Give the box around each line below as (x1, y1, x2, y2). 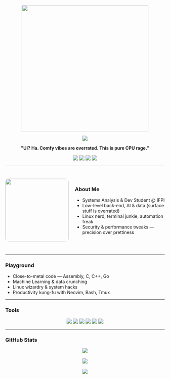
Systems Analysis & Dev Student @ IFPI (82, 197, 165, 203)
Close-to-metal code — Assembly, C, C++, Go (12, 273, 110, 279)
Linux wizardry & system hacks (12, 284, 78, 290)
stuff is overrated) (82, 208, 120, 214)
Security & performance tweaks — (82, 224, 154, 230)
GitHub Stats (5, 336, 37, 343)
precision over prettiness (82, 229, 134, 235)
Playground (5, 262, 34, 269)
